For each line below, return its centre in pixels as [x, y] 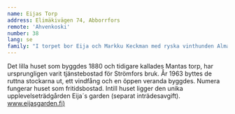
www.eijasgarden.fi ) [36, 103]
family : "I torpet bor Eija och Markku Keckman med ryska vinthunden [111, 46]
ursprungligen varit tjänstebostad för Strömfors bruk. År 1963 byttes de [109, 73]
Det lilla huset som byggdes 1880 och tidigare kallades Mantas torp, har [110, 66]
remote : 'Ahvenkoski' [39, 27]
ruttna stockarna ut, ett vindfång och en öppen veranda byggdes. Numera [114, 81]
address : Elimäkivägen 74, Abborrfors [64, 20]
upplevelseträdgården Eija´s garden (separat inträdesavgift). [94, 96]
